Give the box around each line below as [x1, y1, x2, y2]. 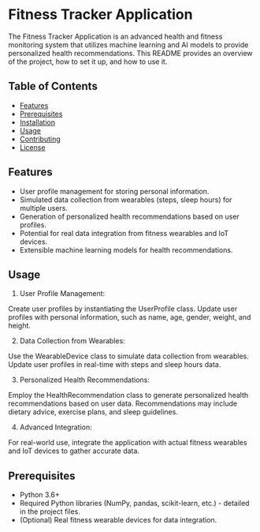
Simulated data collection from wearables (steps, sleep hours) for [19, 195, 232, 204]
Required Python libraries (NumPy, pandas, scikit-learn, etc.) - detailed [19, 499, 250, 508]
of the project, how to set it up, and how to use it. [8, 57, 168, 66]
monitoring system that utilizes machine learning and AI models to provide [8, 39, 249, 49]
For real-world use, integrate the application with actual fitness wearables [8, 438, 247, 448]
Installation [19, 117, 56, 127]
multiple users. [19, 203, 69, 212]
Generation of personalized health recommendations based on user [19, 212, 240, 221]
